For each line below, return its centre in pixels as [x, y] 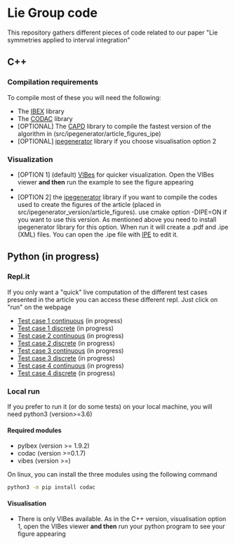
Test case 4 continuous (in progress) [70, 365]
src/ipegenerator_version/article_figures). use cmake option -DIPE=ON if [122, 212]
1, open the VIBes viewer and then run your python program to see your [121, 527]
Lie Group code [53, 13]
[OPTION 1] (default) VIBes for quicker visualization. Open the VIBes [116, 175]
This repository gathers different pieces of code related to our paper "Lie [113, 32]
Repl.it [19, 277]
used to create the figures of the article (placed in [89, 204]
